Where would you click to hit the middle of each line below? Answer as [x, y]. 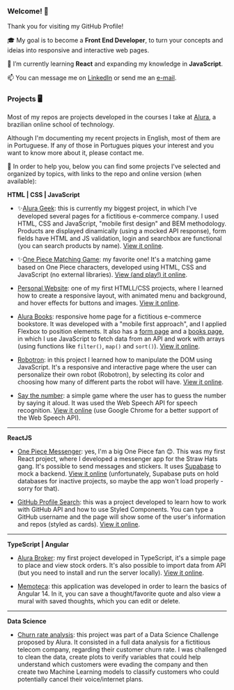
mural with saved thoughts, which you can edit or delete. [99, 601]
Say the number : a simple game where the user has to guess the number [122, 395]
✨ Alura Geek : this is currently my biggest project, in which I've [107, 208]
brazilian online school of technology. [61, 124]
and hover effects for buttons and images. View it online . [99, 302]
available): [22, 181]
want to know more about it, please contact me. [76, 152]
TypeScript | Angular [38, 544]
